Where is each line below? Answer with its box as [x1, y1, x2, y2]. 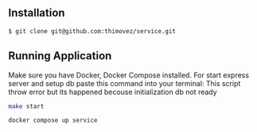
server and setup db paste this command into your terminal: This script [8, 78, 241, 88]
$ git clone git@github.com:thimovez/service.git [8, 27, 177, 35]
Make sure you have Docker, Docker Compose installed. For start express [8, 70, 249, 80]
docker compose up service [8, 116, 98, 125]
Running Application [8, 49, 112, 62]
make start [8, 102, 45, 110]
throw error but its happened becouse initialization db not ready [8, 87, 217, 96]
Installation [8, 6, 65, 20]
